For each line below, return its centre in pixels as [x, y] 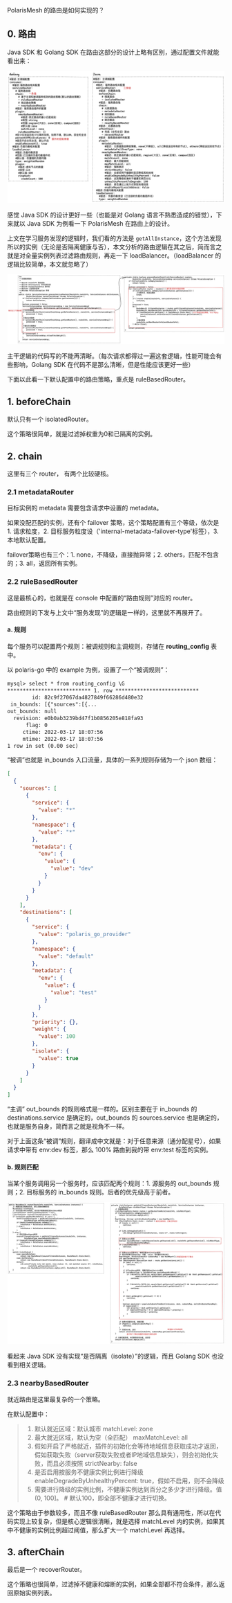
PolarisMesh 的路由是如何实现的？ [56, 10]
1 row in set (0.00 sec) [43, 746]
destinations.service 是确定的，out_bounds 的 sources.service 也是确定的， [115, 1118]
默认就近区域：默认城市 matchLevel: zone [94, 1429]
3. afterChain [36, 1552]
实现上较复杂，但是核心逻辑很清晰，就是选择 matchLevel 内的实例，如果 [116, 1521]
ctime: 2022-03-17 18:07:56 [63, 732]
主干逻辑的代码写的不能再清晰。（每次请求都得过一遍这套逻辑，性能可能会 [112, 356]
